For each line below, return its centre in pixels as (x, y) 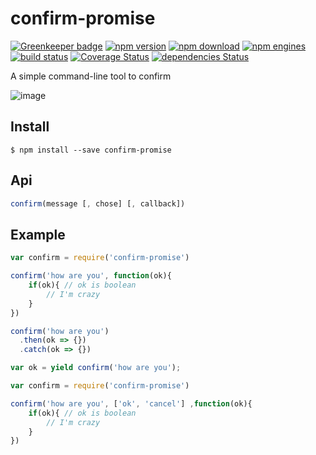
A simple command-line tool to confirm (91, 76)
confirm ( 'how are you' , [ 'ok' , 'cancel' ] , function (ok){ (131, 403)
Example (38, 234)
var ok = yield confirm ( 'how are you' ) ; (96, 368)
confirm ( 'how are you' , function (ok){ (91, 276)
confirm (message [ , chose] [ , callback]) (98, 203)
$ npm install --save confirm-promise (91, 150)
